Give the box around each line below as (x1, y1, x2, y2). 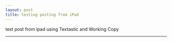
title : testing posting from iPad (5, 12, 79, 17)
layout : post (5, 7, 33, 13)
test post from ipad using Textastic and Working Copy (5, 26, 119, 32)
